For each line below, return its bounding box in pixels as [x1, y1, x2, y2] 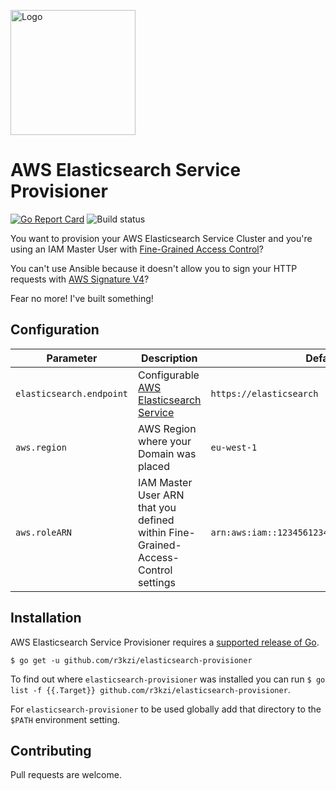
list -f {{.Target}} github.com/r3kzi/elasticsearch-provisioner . [10, 683, 291, 695]
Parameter [46, 351, 98, 365]
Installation [10, 610, 82, 627]
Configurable [138, 368, 200, 382]
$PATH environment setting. [10, 713, 121, 725]
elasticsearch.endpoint [15, 388, 129, 399]
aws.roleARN [15, 526, 73, 538]
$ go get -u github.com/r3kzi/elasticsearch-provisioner [10, 655, 253, 665]
